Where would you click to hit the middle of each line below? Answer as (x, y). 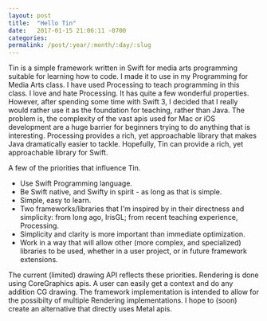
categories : (28, 38)
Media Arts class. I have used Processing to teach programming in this (124, 85)
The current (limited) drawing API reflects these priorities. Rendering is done (133, 275)
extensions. (39, 260)
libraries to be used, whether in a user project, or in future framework (133, 251)
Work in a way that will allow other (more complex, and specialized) (130, 243)
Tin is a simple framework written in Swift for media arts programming (123, 68)
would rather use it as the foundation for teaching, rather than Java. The (127, 110)
